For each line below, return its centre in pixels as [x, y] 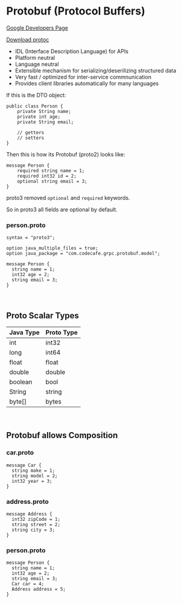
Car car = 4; [28, 584]
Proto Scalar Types [43, 315]
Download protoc [28, 39]
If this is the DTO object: [36, 95]
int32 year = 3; [32, 481]
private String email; [45, 122]
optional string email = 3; [52, 181]
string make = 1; [33, 470]
